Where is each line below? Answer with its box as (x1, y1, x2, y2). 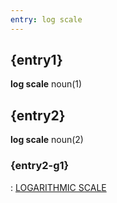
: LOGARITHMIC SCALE (10, 181, 107, 193)
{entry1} (10, 52, 63, 69)
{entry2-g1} (10, 159, 70, 173)
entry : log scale (10, 14, 83, 25)
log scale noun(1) (10, 78, 83, 90)
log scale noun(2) (10, 134, 84, 146)
